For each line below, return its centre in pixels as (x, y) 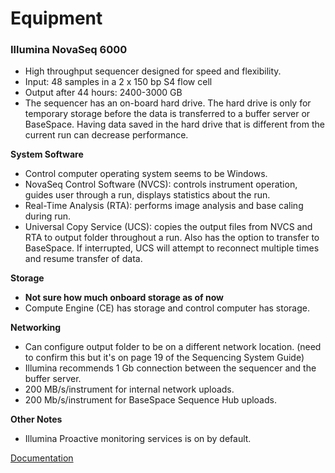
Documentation (42, 458)
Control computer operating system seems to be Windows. (146, 174)
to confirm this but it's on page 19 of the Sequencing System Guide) (164, 358)
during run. (48, 216)
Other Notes (36, 419)
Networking (36, 328)
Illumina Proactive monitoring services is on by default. (138, 439)
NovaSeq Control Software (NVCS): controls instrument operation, (161, 184)
